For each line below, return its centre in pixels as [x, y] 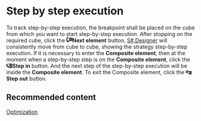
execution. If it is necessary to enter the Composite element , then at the [96, 53]
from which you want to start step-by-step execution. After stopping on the [99, 34]
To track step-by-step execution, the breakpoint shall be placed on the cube [100, 28]
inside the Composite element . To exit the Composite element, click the [95, 72]
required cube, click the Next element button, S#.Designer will [87, 40]
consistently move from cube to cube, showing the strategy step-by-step [97, 47]
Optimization [22, 111]
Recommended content [51, 97]
